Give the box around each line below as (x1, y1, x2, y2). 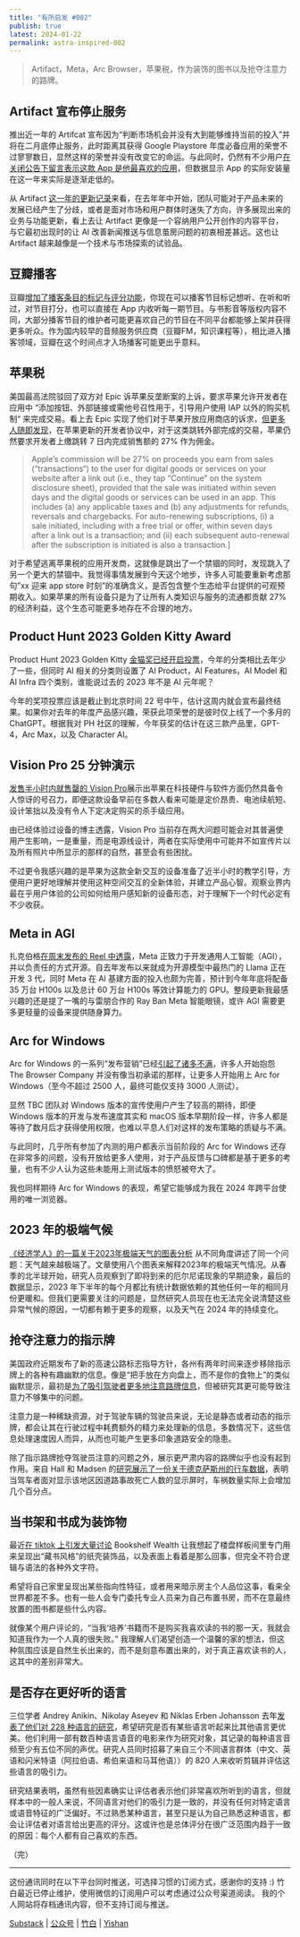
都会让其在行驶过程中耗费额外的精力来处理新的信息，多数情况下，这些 (24, 1421, 283, 1433)
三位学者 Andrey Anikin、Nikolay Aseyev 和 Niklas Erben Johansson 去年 (9, 1710, 278, 1721)
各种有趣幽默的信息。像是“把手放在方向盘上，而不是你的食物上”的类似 (32, 1369, 290, 1380)
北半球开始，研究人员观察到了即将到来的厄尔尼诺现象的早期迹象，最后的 (24, 1270, 291, 1281)
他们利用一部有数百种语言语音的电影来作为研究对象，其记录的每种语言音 (24, 1733, 291, 1744)
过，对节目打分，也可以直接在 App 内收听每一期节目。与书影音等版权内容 (9, 303, 279, 313)
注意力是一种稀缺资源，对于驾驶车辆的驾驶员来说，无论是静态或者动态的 (9, 1410, 275, 1421)
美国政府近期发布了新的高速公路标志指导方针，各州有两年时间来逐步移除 (9, 1358, 275, 1368)
